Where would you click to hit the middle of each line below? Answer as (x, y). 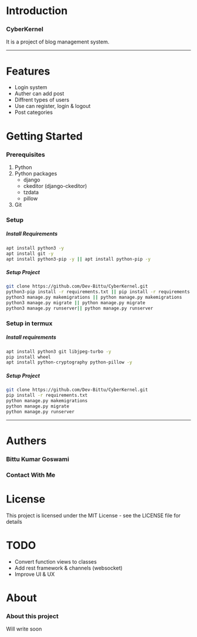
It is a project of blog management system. (58, 42)
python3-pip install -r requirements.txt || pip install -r (81, 292)
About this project (32, 616)
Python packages (36, 173)
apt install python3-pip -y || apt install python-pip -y (78, 259)
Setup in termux (29, 323)
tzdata (31, 192)
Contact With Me (31, 475)
